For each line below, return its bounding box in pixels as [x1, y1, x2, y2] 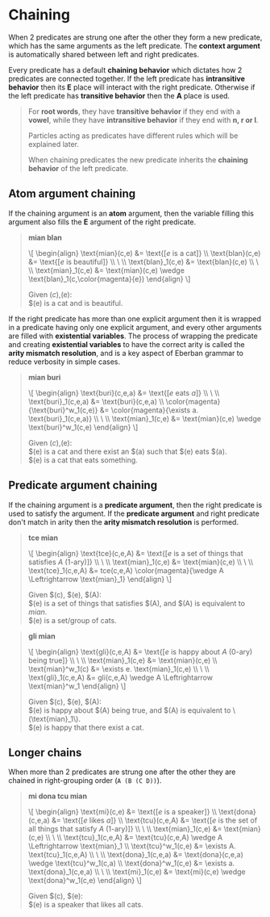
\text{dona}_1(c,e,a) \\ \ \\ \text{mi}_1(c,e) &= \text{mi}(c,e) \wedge [27, 867, 246, 877]
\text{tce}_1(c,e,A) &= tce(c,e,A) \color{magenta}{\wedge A [27, 565, 224, 575]
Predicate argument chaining [8, 479, 158, 492]
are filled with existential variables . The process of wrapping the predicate [8, 331, 258, 341]
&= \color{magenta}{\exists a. [99, 405, 199, 415]
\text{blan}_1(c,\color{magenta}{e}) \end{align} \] [27, 274, 191, 283]
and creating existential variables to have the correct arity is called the [8, 339, 245, 349]
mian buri [27, 372, 61, 382]
